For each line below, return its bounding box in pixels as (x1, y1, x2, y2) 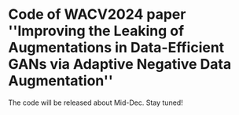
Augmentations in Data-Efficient (8, 39, 225, 56)
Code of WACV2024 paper (8, 5, 186, 23)
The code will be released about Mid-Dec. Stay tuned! (8, 98, 183, 107)
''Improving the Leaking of (8, 22, 185, 40)
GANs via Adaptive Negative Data (8, 56, 232, 74)
